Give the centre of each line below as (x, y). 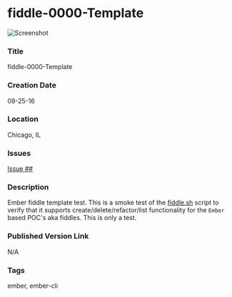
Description (28, 187)
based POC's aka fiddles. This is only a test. (72, 218)
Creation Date (32, 85)
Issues (19, 153)
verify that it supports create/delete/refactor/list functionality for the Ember (116, 210)
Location (23, 119)
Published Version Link (48, 236)
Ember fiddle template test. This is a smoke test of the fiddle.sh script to (113, 203)
